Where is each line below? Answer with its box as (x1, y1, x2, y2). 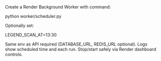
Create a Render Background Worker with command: (5, 4, 111, 10)
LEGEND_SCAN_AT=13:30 (5, 32, 57, 37)
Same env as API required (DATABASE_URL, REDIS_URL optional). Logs (5, 41, 147, 47)
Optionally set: (5, 23, 34, 28)
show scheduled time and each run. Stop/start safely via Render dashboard (5, 47, 157, 52)
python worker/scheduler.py (5, 13, 62, 19)
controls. (5, 51, 23, 57)
